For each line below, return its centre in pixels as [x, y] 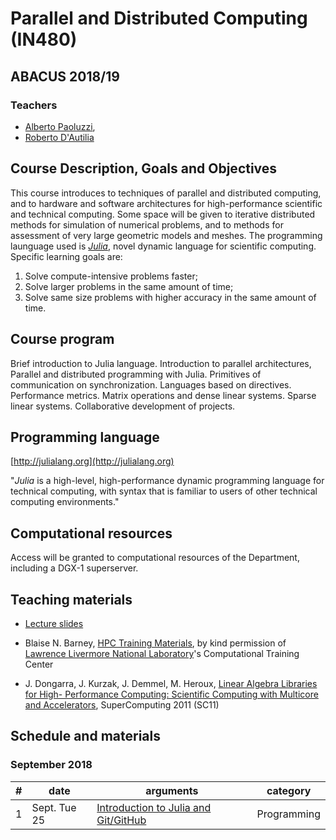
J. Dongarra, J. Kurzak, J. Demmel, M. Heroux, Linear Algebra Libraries [171, 683]
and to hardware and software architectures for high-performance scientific [166, 203]
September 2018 [51, 765]
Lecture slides [54, 623]
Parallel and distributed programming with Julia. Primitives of [136, 374]
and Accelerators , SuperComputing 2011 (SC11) [122, 704]
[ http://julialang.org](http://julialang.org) [92, 461]
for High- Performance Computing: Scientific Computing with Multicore [171, 694]
